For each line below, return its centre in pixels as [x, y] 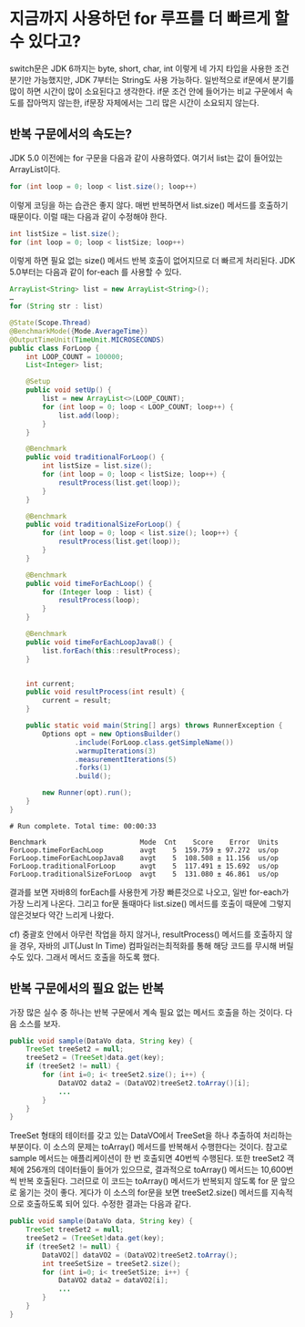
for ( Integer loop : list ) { [97, 592]
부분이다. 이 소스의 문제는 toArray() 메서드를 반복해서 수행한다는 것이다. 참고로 [149, 1147]
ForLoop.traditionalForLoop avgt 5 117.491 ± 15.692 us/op [144, 866]
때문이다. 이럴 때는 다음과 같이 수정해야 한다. [88, 216]
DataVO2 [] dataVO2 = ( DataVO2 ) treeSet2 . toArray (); [140, 1255]
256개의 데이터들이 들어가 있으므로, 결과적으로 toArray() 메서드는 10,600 [156, 1170]
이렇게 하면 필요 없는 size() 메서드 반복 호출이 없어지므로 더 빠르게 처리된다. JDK [152, 261]
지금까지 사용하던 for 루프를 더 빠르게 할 [149, 19]
